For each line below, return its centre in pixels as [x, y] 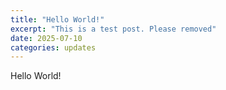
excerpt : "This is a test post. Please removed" [113, 29]
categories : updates [53, 47]
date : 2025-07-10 [46, 38]
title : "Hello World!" [57, 19]
